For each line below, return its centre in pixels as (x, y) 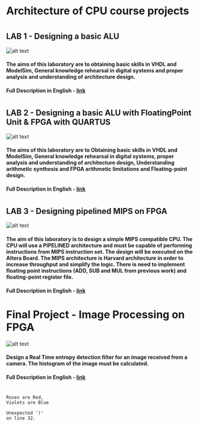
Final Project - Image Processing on (96, 315)
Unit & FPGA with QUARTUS (59, 122)
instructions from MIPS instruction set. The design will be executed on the (99, 251)
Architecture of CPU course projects (98, 11)
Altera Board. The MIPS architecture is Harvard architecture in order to (95, 258)
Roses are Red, (25, 397)
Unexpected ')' (25, 413)
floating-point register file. (40, 277)
